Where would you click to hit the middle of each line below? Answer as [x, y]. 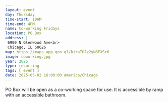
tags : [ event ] [22, 71]
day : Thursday [20, 15]
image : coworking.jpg [28, 57]
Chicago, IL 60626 [27, 47]
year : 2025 [17, 61]
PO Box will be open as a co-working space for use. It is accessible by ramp [84, 89]
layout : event [20, 10]
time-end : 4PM [20, 24]
